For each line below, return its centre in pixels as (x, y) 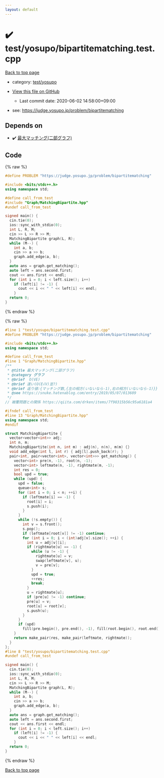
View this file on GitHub (36, 91)
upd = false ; (31, 484)
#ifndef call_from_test (29, 411)
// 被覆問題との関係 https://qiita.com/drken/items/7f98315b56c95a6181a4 (79, 402)
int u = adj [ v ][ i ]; (47, 542)
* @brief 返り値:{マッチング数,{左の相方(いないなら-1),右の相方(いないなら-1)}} (82, 389)
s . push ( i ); (38, 506)
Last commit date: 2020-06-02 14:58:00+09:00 (67, 101)
